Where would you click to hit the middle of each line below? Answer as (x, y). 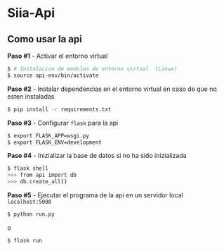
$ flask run (25, 240)
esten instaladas (31, 96)
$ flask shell (28, 169)
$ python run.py (31, 214)
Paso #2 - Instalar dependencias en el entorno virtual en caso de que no (112, 89)
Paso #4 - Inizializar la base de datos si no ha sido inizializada (97, 156)
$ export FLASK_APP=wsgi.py (48, 135)
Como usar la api (45, 39)
